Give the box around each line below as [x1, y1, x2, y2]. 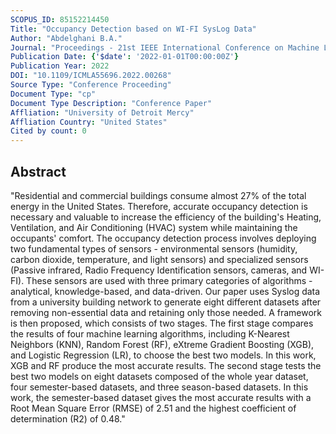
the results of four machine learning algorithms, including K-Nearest [10, 327, 290, 340]
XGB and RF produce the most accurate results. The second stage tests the [10, 359, 322, 371]
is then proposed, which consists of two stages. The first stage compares [10, 317, 314, 329]
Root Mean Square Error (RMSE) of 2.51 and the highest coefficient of [10, 402, 297, 414]
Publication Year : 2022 [10, 61, 110, 71]
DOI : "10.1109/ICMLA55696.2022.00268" [10, 71, 172, 81]
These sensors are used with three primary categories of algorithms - [26, 274, 313, 286]
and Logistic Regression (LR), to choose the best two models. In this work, [10, 349, 317, 361]
